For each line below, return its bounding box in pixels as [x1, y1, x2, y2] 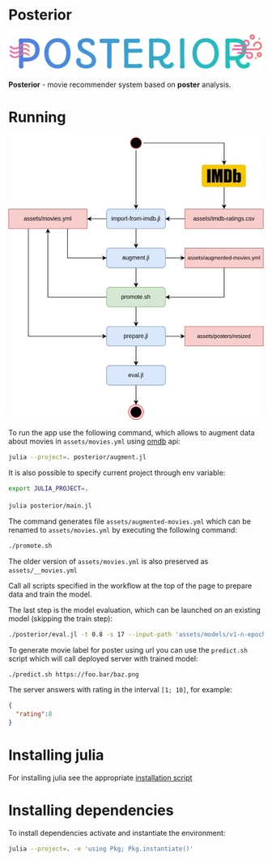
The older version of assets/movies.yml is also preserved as [8, 556, 209, 566]
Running [8, 108, 66, 126]
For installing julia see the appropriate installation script [8, 773, 193, 782]
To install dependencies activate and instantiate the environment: [8, 828, 226, 837]
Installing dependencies [8, 801, 174, 820]
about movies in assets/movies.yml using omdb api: [8, 436, 181, 447]
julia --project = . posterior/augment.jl [8, 453, 147, 461]
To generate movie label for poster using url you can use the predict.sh [8, 645, 249, 654]
